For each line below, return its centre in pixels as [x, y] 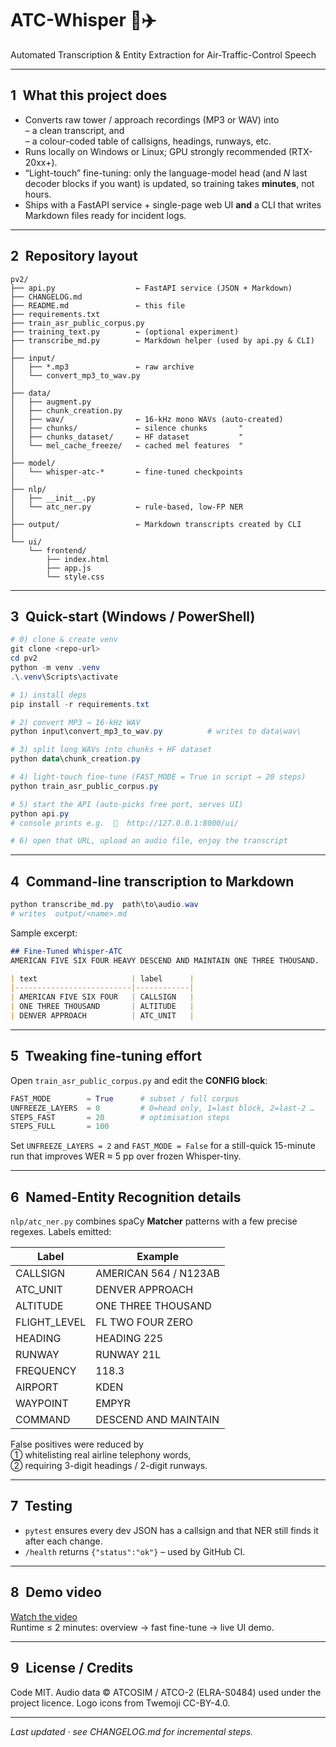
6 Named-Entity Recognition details [126, 1197]
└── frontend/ [57, 550]
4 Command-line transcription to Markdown [152, 881]
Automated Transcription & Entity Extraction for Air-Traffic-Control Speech [163, 54]
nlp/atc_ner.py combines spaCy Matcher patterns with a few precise [154, 1221]
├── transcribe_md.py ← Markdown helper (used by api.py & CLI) [162, 340]
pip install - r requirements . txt [80, 704]
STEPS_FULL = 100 [60, 1127]
